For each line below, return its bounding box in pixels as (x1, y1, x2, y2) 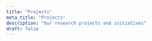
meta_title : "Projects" (6, 14, 66, 20)
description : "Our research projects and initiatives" (6, 20, 147, 26)
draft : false (6, 25, 39, 32)
